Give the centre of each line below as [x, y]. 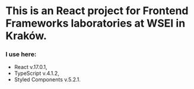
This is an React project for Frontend [97, 11]
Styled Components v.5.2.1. [47, 80]
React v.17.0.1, [31, 67]
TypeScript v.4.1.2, [37, 73]
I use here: [21, 54]
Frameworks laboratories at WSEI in [96, 23]
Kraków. [26, 36]
